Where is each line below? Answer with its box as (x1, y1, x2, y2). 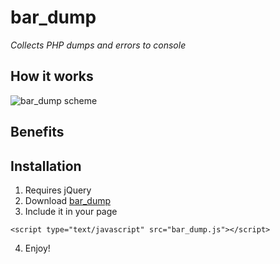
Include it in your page (24, 205, 118, 217)
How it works (10, 68, 94, 85)
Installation (10, 157, 82, 175)
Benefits (10, 124, 65, 141)
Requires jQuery (24, 184, 92, 196)
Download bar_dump (24, 194, 111, 206)
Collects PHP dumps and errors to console (10, 39, 187, 51)
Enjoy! (24, 242, 51, 254)
